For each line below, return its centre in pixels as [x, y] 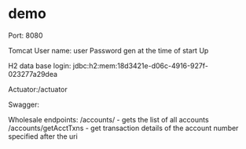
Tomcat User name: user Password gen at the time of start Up [108, 50]
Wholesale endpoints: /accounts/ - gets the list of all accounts [109, 119]
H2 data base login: [40, 65]
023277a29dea [33, 74]
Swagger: [24, 104]
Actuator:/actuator [38, 89]
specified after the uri [43, 136]
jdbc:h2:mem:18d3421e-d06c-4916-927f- [140, 65]
